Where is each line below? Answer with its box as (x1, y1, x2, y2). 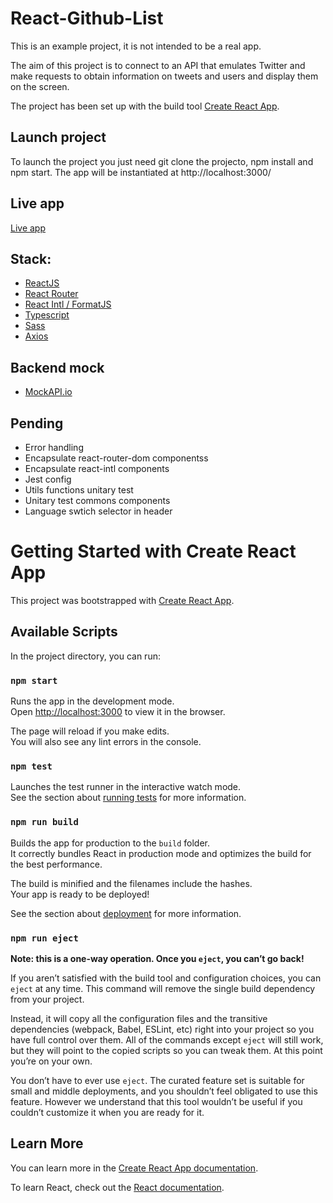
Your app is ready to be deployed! (10, 888, 150, 900)
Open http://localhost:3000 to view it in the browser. (10, 706, 226, 718)
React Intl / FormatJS (24, 298, 112, 311)
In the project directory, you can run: (10, 650, 161, 662)
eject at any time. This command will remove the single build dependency (10, 982, 316, 994)
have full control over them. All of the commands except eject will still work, (10, 1033, 324, 1046)
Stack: (10, 250, 52, 267)
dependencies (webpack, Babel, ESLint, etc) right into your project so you (10, 1023, 315, 1035)
